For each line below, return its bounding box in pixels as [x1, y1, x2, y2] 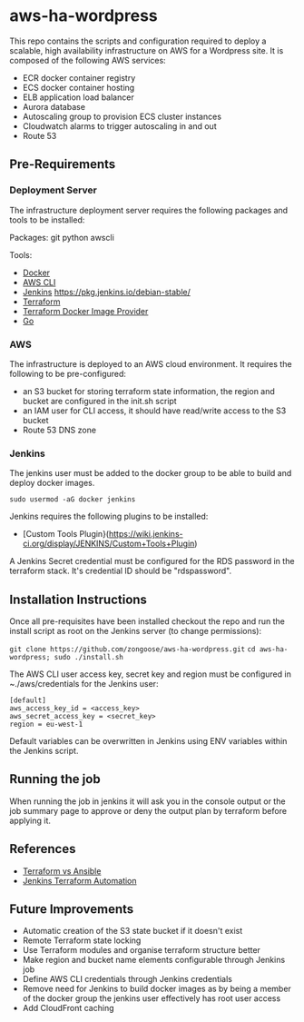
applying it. [9, 815, 52, 826]
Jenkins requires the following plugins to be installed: [9, 511, 209, 522]
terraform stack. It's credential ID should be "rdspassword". [9, 565, 232, 577]
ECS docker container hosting [22, 82, 135, 93]
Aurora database [22, 101, 86, 112]
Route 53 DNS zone [22, 424, 97, 435]
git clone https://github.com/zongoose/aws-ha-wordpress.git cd [9, 645, 256, 654]
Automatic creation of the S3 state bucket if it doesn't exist [22, 926, 243, 937]
